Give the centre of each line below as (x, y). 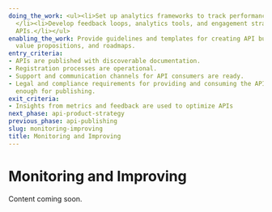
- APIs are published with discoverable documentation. (104, 61)
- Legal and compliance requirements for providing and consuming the (130, 83)
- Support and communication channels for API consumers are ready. (126, 76)
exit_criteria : (34, 99)
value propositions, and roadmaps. (76, 46)
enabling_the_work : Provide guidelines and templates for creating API (132, 38)
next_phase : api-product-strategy (67, 114)
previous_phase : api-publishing (63, 121)
